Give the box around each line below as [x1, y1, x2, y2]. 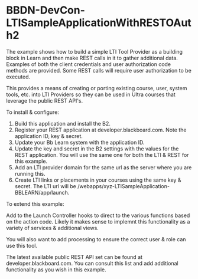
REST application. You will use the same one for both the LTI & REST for [14, 151, 189, 158]
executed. [6, 73, 31, 80]
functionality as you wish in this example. [6, 266, 106, 273]
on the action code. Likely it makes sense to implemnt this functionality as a [6, 218, 190, 225]
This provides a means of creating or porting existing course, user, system [6, 84, 187, 91]
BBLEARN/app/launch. [14, 189, 70, 196]
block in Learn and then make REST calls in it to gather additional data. [6, 54, 178, 61]
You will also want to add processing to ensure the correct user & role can [6, 235, 186, 242]
